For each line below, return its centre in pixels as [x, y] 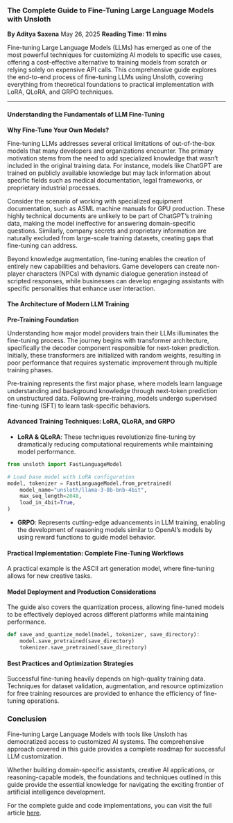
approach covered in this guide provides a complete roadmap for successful [116, 749]
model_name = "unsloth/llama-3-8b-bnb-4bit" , [84, 490]
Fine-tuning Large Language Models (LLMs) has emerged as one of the [109, 48]
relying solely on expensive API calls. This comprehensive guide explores [112, 70]
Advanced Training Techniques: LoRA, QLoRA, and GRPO [91, 422]
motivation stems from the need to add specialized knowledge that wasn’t [113, 158]
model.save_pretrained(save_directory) [77, 641]
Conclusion [27, 719]
